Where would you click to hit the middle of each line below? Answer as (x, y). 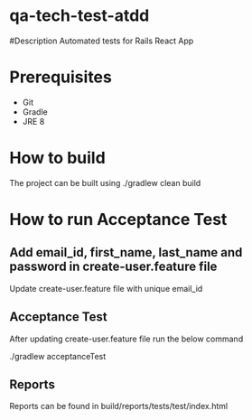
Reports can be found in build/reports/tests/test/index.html (119, 406)
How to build (57, 158)
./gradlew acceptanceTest (58, 356)
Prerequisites (61, 77)
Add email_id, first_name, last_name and (126, 252)
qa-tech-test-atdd (79, 16)
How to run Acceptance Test (118, 219)
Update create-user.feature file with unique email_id (106, 288)
